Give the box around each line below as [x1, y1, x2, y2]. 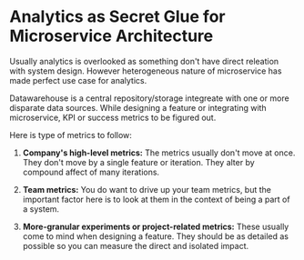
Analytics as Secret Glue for [9, 6, 226, 27]
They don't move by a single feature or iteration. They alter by [22, 156, 255, 167]
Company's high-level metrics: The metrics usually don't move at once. [22, 147, 296, 158]
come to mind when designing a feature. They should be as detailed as [22, 230, 289, 242]
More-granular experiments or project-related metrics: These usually [22, 221, 289, 232]
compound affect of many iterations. [22, 166, 160, 177]
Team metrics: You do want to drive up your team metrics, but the [22, 184, 271, 195]
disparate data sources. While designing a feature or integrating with [9, 102, 267, 113]
